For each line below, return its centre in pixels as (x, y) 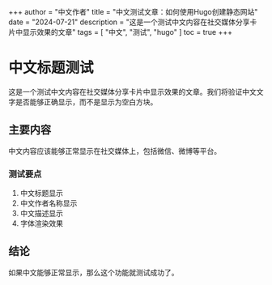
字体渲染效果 (41, 223)
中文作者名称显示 (49, 203)
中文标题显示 (41, 194)
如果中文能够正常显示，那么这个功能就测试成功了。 (93, 272)
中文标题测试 (51, 68)
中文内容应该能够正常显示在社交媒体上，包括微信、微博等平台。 (115, 151)
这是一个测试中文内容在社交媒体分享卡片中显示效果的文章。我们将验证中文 (132, 91)
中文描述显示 (41, 214)
